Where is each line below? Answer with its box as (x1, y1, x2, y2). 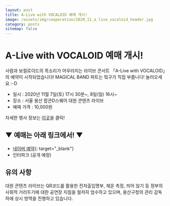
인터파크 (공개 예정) (12, 152, 52, 158)
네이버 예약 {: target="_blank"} (12, 145, 74, 152)
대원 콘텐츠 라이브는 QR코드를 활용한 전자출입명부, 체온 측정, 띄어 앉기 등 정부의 (5, 183, 163, 189)
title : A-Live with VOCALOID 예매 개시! (5, 12, 88, 17)
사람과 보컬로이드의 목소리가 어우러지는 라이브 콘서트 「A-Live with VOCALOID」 (5, 68, 165, 74)
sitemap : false (5, 26, 38, 32)
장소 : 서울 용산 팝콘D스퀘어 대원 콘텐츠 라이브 (12, 98, 104, 104)
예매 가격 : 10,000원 (12, 104, 53, 110)
